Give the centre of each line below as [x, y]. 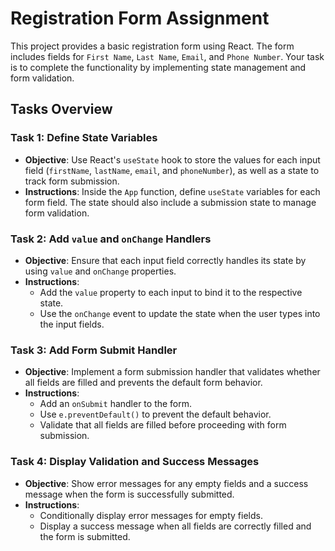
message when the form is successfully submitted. [129, 494]
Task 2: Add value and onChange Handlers [111, 239]
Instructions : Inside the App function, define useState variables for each [172, 191]
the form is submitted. [85, 536]
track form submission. [72, 181]
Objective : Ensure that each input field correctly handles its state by [165, 260]
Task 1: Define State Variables [84, 138]
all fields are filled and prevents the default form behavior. [143, 383]
